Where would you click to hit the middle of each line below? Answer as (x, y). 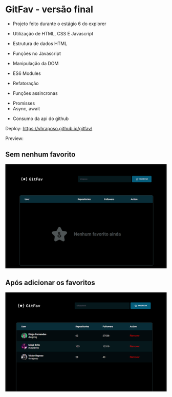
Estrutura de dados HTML (40, 43)
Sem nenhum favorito (40, 155)
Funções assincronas (35, 93)
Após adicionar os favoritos (50, 283)
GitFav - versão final (49, 9)
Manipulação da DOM (36, 63)
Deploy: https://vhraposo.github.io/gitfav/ (49, 128)
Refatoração (26, 83)
